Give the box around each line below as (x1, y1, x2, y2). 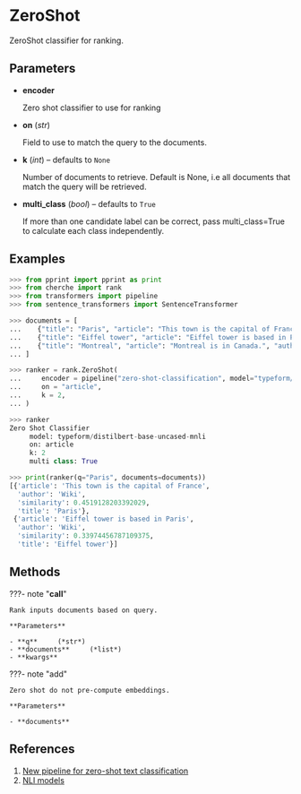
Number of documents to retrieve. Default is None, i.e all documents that (21, 171, 291, 182)
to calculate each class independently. (21, 225, 165, 236)
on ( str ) (21, 119, 51, 130)
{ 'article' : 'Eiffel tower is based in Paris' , (13, 514, 194, 524)
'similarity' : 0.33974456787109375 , (17, 531, 154, 540)
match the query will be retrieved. (21, 181, 147, 192)
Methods (9, 565, 61, 580)
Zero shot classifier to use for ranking (21, 102, 161, 113)
